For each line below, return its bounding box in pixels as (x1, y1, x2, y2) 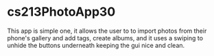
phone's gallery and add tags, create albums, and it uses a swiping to (7, 33, 204, 42)
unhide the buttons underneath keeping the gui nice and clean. (7, 41, 185, 49)
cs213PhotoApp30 (7, 4, 116, 20)
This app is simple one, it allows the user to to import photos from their (7, 27, 207, 35)
